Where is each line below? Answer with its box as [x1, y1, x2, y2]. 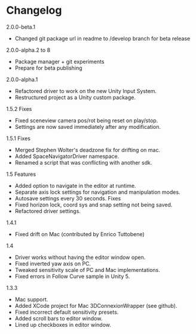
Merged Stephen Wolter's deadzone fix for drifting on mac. [14, 146, 160, 153]
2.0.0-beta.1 [6, 23, 36, 30]
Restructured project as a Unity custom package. [14, 94, 136, 101]
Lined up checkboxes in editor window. [14, 321, 112, 328]
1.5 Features [6, 171, 36, 178]
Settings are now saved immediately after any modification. [14, 123, 161, 130]
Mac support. [14, 296, 48, 303]
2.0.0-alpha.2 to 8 [6, 46, 51, 54]
